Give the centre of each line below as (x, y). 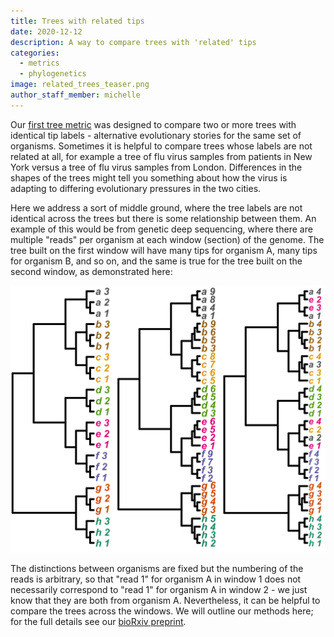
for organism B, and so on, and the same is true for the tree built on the (156, 261)
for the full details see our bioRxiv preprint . (98, 621)
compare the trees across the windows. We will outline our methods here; (162, 611)
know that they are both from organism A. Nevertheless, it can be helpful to (165, 600)
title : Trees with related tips (77, 21)
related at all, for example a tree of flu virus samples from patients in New (161, 156)
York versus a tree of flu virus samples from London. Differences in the (156, 167)
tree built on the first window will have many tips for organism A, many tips (164, 250)
